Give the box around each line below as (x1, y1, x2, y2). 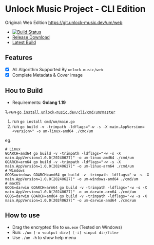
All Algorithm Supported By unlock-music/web (12, 66, 103, 72)
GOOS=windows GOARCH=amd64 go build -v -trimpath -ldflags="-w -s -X (5, 172, 150, 177)
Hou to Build (5, 86, 43, 95)
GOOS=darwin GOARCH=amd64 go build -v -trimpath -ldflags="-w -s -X (5, 194, 147, 199)
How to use (5, 211, 40, 220)
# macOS (5, 181, 21, 186)
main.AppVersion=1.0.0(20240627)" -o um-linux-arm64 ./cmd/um (5, 163, 134, 169)
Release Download (12, 34, 50, 40)
